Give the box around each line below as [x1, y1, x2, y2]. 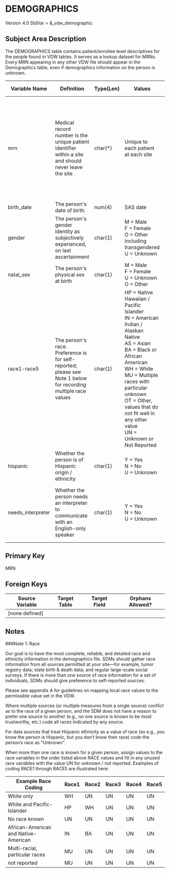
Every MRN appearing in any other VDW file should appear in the [5, 59, 141, 65]
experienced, [55, 240, 87, 247]
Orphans [130, 595, 151, 602]
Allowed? [129, 601, 152, 608]
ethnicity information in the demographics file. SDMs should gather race [5, 656, 156, 662]
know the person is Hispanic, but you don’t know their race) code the [5, 734, 149, 740]
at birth [55, 277, 72, 284]
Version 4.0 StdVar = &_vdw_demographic [5, 20, 93, 26]
